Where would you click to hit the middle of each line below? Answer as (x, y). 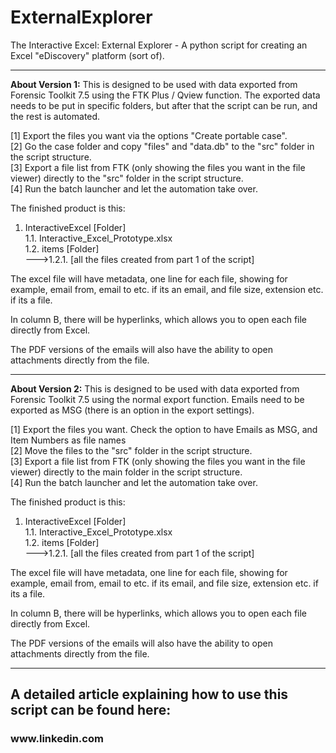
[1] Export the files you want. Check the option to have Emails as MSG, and (164, 429)
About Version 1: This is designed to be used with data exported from (154, 84)
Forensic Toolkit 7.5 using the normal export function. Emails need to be (157, 399)
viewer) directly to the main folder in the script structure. (126, 472)
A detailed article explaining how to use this (149, 694)
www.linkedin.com (57, 739)
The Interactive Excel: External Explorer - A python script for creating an (159, 45)
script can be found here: (91, 710)
